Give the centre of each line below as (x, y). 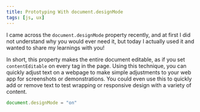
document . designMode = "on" (42, 103)
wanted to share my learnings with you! (55, 48)
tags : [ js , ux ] (25, 18)
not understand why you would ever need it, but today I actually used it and (100, 41)
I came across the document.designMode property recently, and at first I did (98, 35)
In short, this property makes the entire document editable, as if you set (96, 59)
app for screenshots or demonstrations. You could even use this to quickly (99, 79)
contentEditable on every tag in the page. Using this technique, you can (96, 66)
